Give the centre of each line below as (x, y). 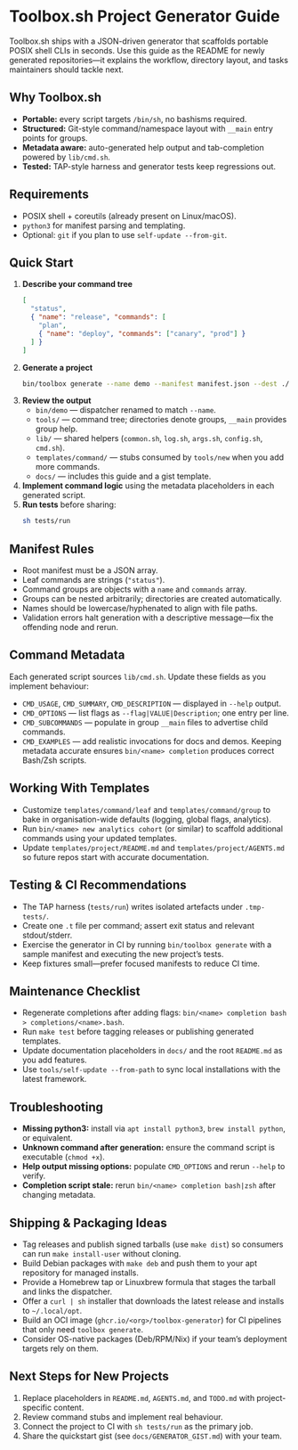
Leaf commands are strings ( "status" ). (93, 580)
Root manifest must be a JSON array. (90, 570)
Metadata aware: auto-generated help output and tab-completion (143, 147)
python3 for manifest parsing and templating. (104, 225)
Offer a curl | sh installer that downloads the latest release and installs (153, 1301)
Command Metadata (67, 655)
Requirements (49, 195)
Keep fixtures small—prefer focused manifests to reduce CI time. (141, 963)
